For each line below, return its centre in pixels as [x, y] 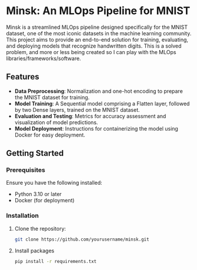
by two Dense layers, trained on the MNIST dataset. [77, 109]
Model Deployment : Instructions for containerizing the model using [96, 128]
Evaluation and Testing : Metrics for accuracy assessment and [90, 116]
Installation [23, 216]
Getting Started [35, 153]
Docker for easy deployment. [50, 135]
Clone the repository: [40, 228]
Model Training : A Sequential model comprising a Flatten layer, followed [102, 104]
